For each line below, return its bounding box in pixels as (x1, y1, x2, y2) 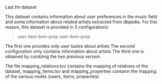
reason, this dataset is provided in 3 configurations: (5, 24, 109, 30)
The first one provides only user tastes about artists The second (5, 43, 135, 49)
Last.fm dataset (5, 4, 37, 10)
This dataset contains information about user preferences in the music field (5, 14, 158, 19)
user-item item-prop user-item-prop (17, 34, 90, 39)
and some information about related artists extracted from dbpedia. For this (5, 19, 158, 25)
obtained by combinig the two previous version (5, 54, 101, 59)
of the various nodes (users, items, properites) (5, 74, 99, 79)
